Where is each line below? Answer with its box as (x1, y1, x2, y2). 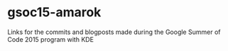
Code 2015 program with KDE (7, 35, 94, 43)
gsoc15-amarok (7, 4, 102, 21)
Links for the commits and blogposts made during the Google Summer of (7, 28, 221, 36)
